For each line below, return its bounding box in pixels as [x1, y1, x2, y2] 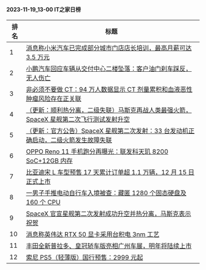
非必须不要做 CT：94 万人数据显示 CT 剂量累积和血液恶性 [26, 85, 193, 94]
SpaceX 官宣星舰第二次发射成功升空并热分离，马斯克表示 [26, 209, 191, 218]
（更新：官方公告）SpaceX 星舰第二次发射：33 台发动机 [26, 126, 189, 135]
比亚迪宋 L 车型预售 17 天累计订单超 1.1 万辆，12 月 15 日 [26, 168, 195, 177]
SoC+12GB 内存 [26, 156, 73, 165]
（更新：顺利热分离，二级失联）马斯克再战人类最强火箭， [26, 106, 192, 115]
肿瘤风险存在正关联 [26, 94, 82, 103]
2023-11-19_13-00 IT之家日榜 [6, 6, 82, 13]
